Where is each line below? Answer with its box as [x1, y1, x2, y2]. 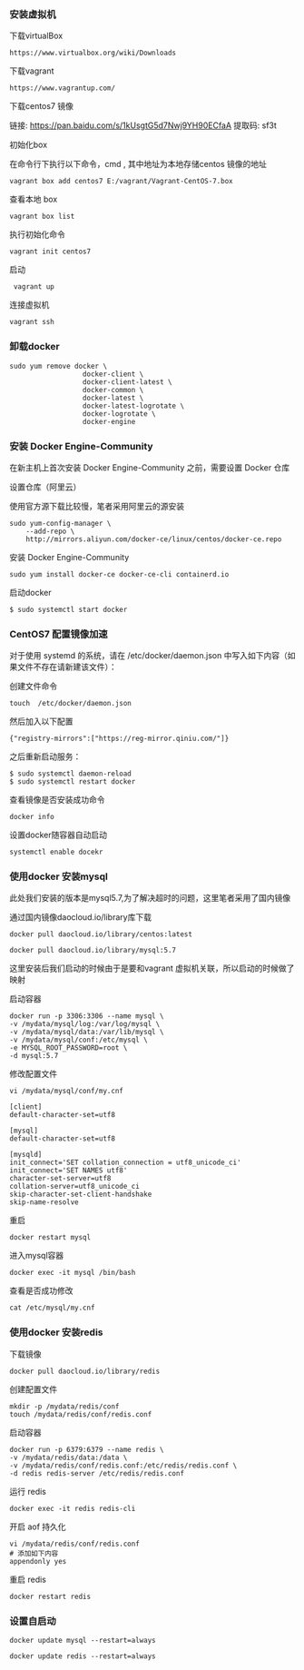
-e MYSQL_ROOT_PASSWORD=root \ [9, 1043, 128, 1052]
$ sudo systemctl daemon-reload [9, 769, 132, 778]
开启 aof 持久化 [9, 1521, 66, 1532]
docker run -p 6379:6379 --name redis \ [9, 1445, 165, 1454]
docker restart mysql [9, 1233, 92, 1242]
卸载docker [9, 341, 61, 353]
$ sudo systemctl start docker [9, 605, 128, 614]
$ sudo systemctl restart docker [9, 777, 136, 786]
